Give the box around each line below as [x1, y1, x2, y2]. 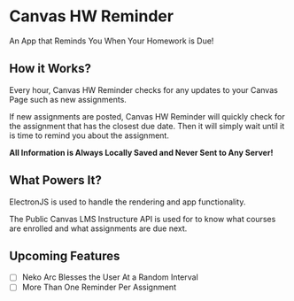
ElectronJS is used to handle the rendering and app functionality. [9, 197, 246, 207]
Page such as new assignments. [9, 94, 127, 104]
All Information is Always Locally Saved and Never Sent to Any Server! [9, 147, 274, 158]
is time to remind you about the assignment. [9, 130, 170, 141]
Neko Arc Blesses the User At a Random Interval [21, 272, 199, 282]
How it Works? [9, 61, 91, 76]
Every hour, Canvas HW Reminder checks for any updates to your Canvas [9, 84, 279, 95]
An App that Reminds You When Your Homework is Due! [9, 35, 214, 46]
